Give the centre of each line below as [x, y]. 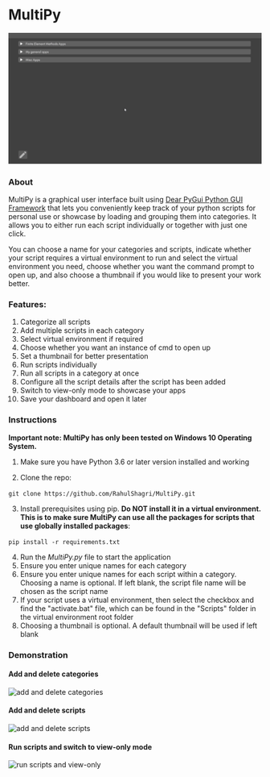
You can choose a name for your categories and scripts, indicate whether [130, 249]
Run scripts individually [59, 365]
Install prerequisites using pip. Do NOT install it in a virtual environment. [140, 509]
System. [23, 446]
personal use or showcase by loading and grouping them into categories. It [133, 217]
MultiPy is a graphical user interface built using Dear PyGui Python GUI [126, 200]
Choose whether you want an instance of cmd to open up [115, 347]
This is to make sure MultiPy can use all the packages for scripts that [137, 517]
